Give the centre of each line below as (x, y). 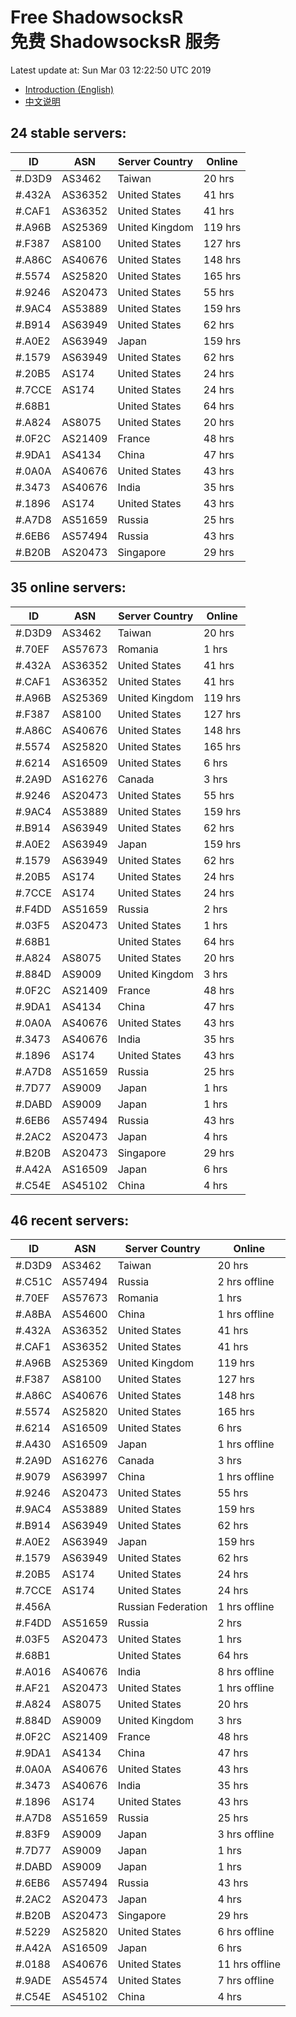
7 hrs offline (246, 1981)
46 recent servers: (70, 1220)
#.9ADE (33, 1981)
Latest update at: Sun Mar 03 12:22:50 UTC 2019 (111, 70)
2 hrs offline (246, 1282)
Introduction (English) (69, 89)
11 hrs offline (249, 1964)
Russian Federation (162, 1607)
